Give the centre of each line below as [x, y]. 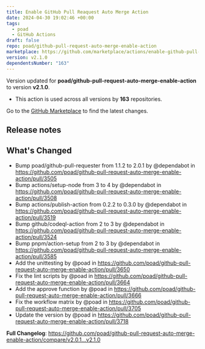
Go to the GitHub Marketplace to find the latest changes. [77, 111]
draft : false [23, 40]
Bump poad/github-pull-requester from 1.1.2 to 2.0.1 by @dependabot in [105, 165]
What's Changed [39, 151]
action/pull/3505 [36, 178]
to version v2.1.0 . [28, 87]
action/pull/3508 [36, 198]
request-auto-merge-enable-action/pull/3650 [72, 269]
